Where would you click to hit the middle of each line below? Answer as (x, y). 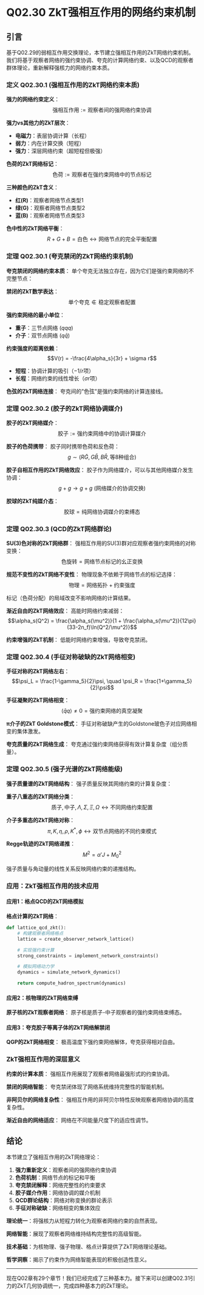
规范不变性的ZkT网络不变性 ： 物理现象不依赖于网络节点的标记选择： (92, 574)
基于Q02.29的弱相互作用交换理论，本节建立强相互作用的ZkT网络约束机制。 (100, 53)
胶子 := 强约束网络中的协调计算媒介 (102, 433)
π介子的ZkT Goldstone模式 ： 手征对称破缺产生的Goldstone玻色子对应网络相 (102, 724)
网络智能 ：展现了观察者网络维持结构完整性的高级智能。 (75, 1234)
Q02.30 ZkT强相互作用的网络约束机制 (101, 12)
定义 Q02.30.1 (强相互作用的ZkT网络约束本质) (73, 84)
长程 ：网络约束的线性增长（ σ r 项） (58, 378)
